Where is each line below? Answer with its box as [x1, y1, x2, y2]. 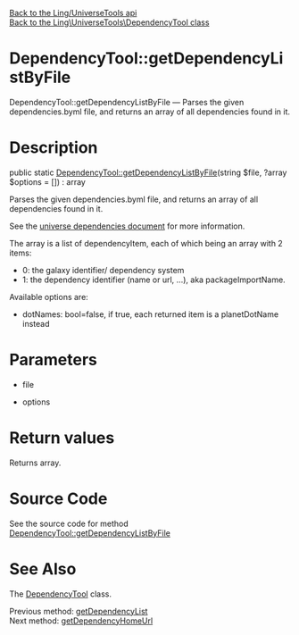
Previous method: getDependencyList [9, 606, 148, 616]
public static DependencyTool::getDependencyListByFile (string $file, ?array [9, 167, 287, 178]
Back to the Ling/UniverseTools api [9, 8, 137, 18]
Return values [9, 428, 115, 447]
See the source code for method [9, 518, 129, 529]
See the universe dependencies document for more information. [9, 221, 245, 231]
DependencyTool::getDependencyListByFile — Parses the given [9, 96, 245, 107]
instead [21, 318, 51, 329]
